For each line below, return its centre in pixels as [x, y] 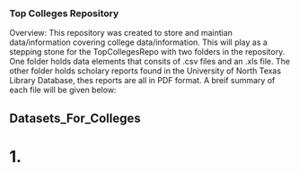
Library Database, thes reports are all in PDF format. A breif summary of [142, 81]
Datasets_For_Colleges [75, 118]
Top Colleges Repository [64, 13]
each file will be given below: [63, 90]
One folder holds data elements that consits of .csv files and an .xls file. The [149, 62]
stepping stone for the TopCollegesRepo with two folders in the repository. [147, 52]
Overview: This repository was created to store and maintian [121, 33]
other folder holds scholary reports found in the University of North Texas [145, 71]
